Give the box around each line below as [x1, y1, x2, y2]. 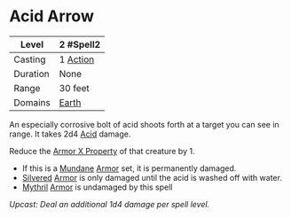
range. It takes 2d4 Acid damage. [9, 128, 131, 139]
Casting [13, 53, 46, 66]
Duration [13, 67, 51, 80]
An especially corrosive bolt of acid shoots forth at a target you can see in [9, 119, 279, 129]
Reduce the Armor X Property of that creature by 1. [9, 145, 195, 156]
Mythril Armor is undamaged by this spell [21, 182, 173, 192]
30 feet [59, 82, 90, 94]
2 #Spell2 [59, 38, 101, 51]
